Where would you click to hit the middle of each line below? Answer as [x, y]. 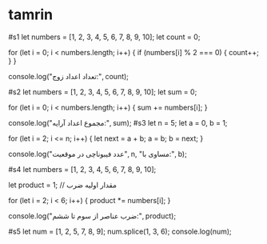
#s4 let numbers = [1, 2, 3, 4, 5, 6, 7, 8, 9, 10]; [82, 169]
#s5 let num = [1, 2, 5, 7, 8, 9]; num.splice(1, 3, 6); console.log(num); [120, 231]
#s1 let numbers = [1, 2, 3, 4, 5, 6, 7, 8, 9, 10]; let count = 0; [104, 37]
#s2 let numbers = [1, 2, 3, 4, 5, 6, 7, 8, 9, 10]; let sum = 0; [103, 92]
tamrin [31, 15]
